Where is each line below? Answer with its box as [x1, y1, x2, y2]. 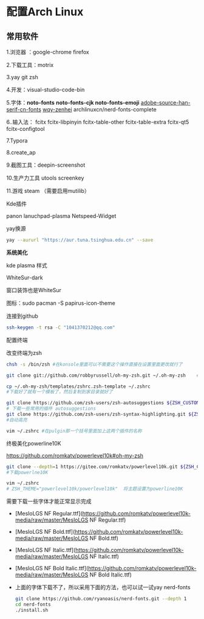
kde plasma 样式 [6, 262, 47, 269]
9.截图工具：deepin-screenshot [6, 161, 86, 169]
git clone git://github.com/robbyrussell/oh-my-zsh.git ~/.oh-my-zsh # [6, 372, 200, 379]
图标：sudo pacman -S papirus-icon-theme [6, 299, 115, 307]
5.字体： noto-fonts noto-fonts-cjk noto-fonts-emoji [6, 99, 140, 106]
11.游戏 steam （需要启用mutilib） [6, 187, 90, 194]
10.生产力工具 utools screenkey [6, 174, 84, 181]
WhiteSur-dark [6, 274, 44, 281]
